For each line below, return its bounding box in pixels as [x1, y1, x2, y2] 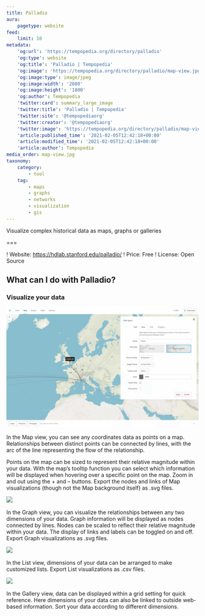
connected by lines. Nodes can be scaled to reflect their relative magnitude [6, 522, 196, 529]
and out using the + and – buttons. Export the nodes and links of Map [6, 478, 181, 485]
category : [17, 164, 43, 170]
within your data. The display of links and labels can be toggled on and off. [6, 528, 194, 535]
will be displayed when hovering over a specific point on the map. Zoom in [6, 471, 193, 479]
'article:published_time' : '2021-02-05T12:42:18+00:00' [17, 132, 163, 139]
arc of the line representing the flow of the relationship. [6, 446, 145, 454]
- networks [28, 197, 56, 203]
